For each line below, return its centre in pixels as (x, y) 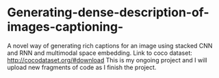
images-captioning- (65, 27)
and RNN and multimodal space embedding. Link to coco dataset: (100, 53)
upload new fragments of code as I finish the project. (82, 67)
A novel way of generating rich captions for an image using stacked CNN (110, 45)
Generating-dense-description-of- (108, 13)
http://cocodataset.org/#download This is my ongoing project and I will (107, 60)
